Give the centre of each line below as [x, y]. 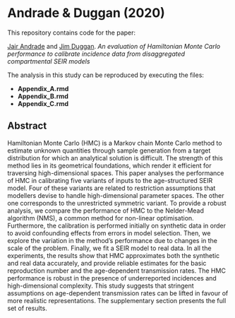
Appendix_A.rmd [43, 88]
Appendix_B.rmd [43, 96]
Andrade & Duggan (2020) [86, 13]
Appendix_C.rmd [43, 103]
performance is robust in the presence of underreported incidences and [112, 278]
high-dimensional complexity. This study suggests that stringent [101, 285]
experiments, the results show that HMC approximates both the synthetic [114, 255]
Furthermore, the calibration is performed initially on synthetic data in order [116, 225]
